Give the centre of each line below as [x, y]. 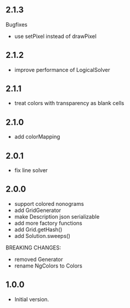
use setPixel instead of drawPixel [55, 36]
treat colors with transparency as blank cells [69, 103]
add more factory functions [48, 223]
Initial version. [32, 299]
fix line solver [31, 170]
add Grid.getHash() [38, 229]
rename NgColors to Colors [48, 266]
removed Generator [39, 259]
